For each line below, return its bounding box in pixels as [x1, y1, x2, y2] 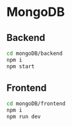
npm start [6, 63, 35, 70]
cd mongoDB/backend [6, 50, 63, 57]
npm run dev [6, 114, 41, 120]
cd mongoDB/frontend [6, 100, 66, 107]
